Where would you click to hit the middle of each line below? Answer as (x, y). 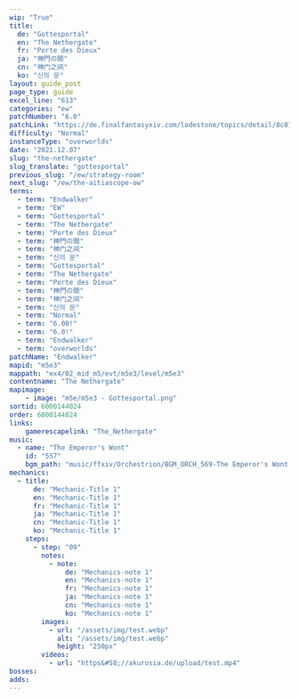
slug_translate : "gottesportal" (69, 166)
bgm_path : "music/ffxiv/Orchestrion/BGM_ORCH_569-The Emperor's (147, 465)
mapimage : (28, 390)
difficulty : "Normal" (49, 134)
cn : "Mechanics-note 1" (109, 605)
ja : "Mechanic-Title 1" (77, 514)
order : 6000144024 (43, 415)
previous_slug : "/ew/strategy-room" (77, 174)
